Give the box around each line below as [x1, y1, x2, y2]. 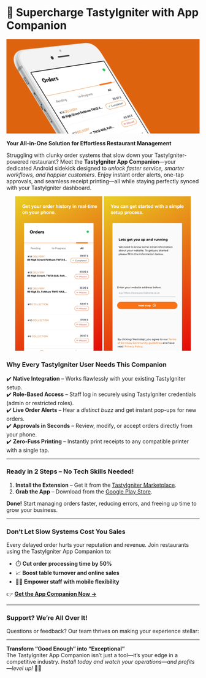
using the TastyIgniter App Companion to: [6, 548, 112, 555]
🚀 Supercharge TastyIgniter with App [6, 6, 199, 20]
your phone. [6, 430, 37, 438]
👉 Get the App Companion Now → [6, 590, 97, 598]
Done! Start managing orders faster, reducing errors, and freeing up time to [6, 500, 197, 507]
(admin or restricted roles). [6, 399, 74, 406]
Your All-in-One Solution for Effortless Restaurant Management [6, 140, 172, 147]
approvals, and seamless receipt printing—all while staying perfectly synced [6, 178, 199, 185]
